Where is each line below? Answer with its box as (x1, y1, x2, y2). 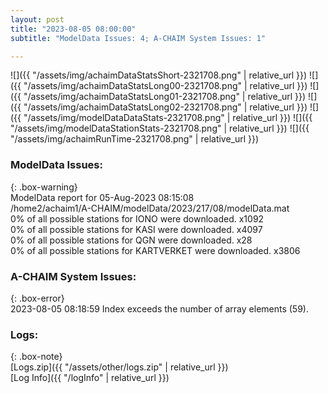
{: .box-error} (10, 292, 65, 304)
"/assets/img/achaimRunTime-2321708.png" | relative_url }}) (10, 133, 260, 145)
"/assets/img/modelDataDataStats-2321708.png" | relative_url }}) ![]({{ (23, 112, 313, 124)
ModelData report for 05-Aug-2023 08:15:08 (10, 191, 195, 203)
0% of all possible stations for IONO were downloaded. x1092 (10, 212, 265, 225)
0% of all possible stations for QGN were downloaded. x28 (10, 234, 253, 246)
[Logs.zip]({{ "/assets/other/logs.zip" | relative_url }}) (10, 361, 229, 373)
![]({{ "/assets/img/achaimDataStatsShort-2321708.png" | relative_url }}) (10, 69, 308, 81)
